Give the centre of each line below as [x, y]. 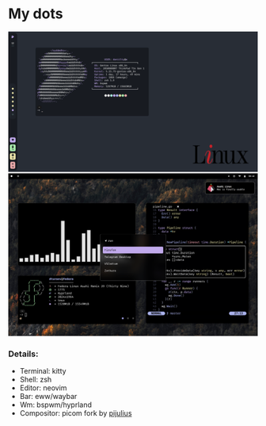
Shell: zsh [36, 380]
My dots [36, 14]
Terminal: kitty [43, 371]
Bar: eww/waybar [48, 397]
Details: [23, 354]
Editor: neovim [43, 388]
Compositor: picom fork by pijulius [76, 413]
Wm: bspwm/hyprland [56, 405]
